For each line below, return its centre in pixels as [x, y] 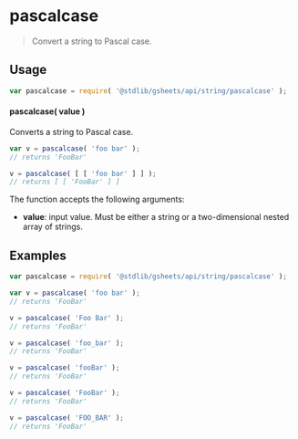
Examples [38, 255]
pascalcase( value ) [47, 111]
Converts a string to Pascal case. [72, 131]
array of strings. [53, 227]
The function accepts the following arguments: [97, 199]
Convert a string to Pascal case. [92, 41]
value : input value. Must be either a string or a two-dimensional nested [156, 217]
